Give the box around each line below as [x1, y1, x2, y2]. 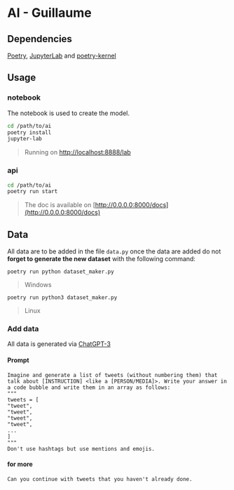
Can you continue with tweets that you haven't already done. [7, 475, 193, 482]
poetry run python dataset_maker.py [7, 268, 114, 275]
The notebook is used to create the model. [7, 109, 130, 117]
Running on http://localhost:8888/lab [24, 148, 131, 157]
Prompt [7, 356, 29, 364]
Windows [24, 281, 52, 289]
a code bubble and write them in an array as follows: [7, 384, 171, 391]
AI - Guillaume [7, 5, 92, 21]
